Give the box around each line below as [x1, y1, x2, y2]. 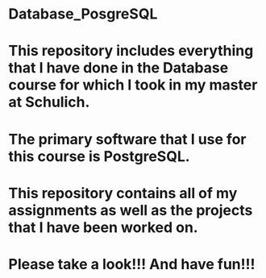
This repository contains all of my [8, 184, 238, 202]
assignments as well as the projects [8, 201, 253, 219]
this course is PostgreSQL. [8, 147, 191, 165]
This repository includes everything [8, 42, 254, 60]
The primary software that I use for [8, 130, 247, 148]
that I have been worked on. [8, 218, 199, 236]
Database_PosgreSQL [8, 5, 158, 23]
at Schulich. [8, 93, 90, 111]
